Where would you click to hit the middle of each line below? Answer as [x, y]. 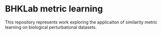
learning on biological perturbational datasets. [51, 27]
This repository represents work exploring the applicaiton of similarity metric [81, 22]
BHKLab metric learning [54, 9]
